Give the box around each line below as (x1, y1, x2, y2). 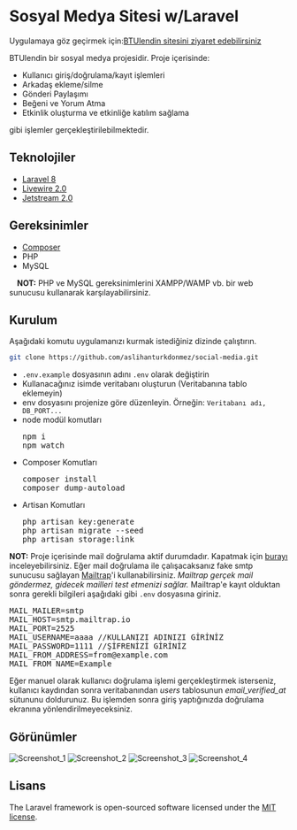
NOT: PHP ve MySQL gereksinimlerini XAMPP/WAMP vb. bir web (17, 277, 254, 288)
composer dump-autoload (21, 483, 126, 493)
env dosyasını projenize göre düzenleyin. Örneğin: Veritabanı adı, (21, 397, 267, 408)
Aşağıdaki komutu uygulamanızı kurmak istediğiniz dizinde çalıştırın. (9, 336, 257, 347)
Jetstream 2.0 (21, 192, 73, 203)
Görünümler (9, 729, 78, 744)
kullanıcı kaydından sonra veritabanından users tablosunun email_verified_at (9, 685, 286, 696)
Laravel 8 (21, 173, 57, 184)
